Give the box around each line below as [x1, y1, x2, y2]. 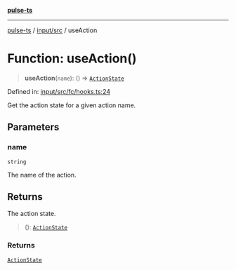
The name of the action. [7, 170, 77, 179]
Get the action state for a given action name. [7, 101, 136, 109]
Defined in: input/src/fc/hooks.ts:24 [7, 87, 111, 95]
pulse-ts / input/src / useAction [7, 26, 98, 34]
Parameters [7, 121, 60, 133]
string [7, 158, 27, 166]
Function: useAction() [7, 50, 137, 67]
